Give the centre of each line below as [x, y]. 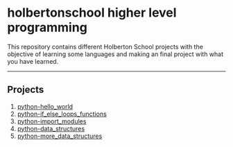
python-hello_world [45, 106]
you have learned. [33, 61]
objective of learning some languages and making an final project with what [115, 54]
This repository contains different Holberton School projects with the [105, 46]
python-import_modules [52, 121]
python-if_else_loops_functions [62, 114]
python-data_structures [51, 128]
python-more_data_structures [60, 136]
